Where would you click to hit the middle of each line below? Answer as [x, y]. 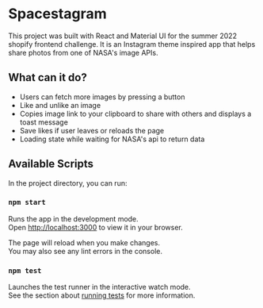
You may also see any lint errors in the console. [85, 251]
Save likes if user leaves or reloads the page [92, 130]
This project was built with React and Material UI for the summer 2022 [123, 36]
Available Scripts [51, 164]
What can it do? [48, 77]
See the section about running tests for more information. [102, 295]
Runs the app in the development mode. [73, 218]
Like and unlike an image [60, 105]
